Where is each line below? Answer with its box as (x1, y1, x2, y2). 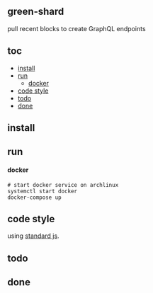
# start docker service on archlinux (7, 181, 119, 188)
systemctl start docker (7, 188, 78, 195)
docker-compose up (7, 194, 62, 201)
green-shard (7, 6, 64, 18)
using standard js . (7, 231, 59, 240)
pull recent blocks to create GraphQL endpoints (7, 24, 147, 33)
